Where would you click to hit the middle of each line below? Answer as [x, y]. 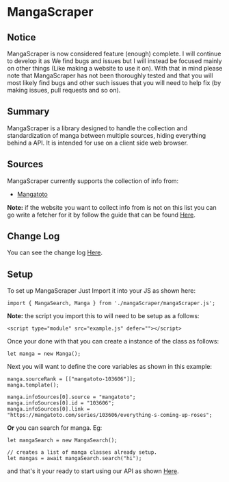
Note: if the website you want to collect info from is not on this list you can [112, 207]
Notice [22, 37]
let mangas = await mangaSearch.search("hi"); [75, 459]
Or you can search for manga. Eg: [55, 428]
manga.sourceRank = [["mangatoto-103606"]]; [71, 379]
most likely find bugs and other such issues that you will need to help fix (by [114, 83]
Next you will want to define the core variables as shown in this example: [110, 367]
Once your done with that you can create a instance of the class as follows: [113, 341]
